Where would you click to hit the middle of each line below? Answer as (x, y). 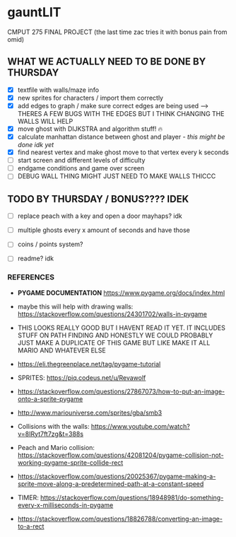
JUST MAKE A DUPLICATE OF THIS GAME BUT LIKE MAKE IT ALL (114, 342)
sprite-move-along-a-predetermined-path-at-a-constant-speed (111, 484)
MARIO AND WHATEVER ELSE (61, 350)
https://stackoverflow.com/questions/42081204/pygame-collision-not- (120, 455)
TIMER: (28, 497)
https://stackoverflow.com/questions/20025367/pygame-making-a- (117, 476)
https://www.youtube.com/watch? (141, 426)
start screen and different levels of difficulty (81, 161)
